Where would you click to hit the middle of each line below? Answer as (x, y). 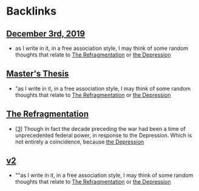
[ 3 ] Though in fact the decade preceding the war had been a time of (100, 128)
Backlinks (32, 11)
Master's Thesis (38, 74)
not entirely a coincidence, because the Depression (79, 142)
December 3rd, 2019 (46, 34)
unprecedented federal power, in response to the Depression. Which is (103, 135)
